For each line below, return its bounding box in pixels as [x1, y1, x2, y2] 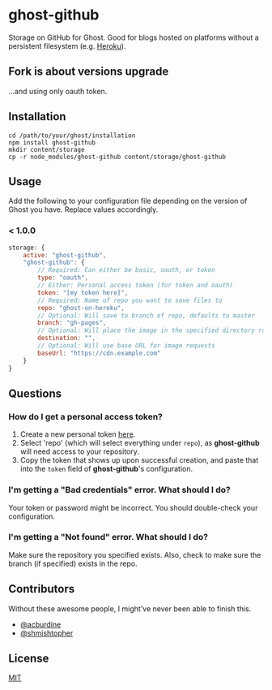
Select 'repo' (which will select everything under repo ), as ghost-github [19, 438, 261, 448]
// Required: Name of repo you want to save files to [37, 296, 223, 304]
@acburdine [19, 619, 62, 629]
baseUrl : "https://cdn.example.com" [37, 349, 161, 357]
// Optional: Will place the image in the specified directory [37, 326, 255, 334]
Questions [8, 386, 62, 400]
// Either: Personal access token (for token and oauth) [37, 282, 233, 290]
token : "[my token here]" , [37, 288, 129, 297]
